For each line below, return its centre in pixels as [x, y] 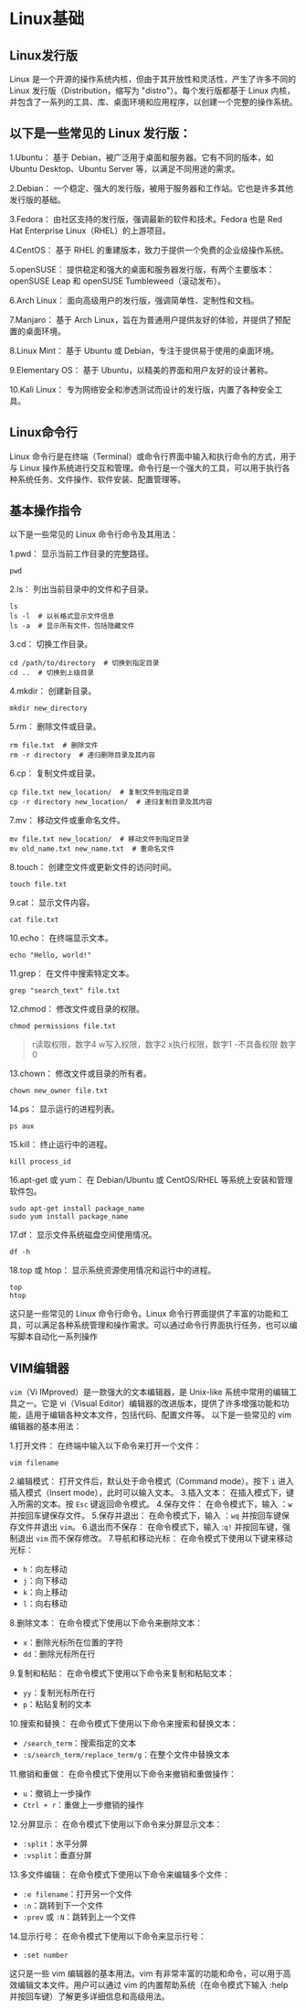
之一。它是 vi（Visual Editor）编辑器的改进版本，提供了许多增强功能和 [149, 1403]
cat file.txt [34, 920]
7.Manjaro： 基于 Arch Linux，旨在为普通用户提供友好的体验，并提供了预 [146, 319]
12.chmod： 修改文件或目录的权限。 [77, 1009]
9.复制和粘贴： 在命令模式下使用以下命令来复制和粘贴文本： [122, 1673]
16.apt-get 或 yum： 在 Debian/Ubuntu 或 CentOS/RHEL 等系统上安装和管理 [151, 1180]
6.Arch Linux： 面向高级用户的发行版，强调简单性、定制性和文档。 [134, 300]
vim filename [34, 1463]
